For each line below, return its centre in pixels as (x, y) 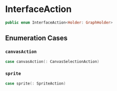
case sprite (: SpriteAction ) (35, 83)
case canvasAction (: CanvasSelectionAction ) (52, 61)
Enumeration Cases (36, 38)
